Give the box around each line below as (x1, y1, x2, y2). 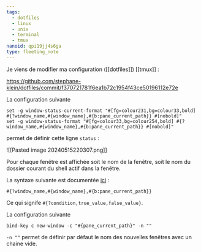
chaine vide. (6, 240, 37, 247)
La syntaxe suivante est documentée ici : (6, 176, 110, 183)
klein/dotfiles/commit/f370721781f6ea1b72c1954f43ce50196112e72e (6, 84, 179, 91)
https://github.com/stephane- (6, 77, 82, 84)
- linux (12, 20, 32, 26)
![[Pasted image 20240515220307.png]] (6, 146, 107, 154)
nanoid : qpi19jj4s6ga (6, 43, 62, 50)
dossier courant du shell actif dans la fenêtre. (6, 165, 121, 172)
